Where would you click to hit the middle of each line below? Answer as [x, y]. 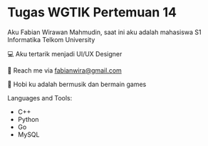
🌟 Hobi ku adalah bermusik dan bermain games [77, 84]
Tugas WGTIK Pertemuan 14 [92, 12]
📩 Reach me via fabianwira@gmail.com [65, 70]
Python [28, 119]
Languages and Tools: [40, 98]
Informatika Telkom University [51, 39]
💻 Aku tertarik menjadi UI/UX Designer [65, 53]
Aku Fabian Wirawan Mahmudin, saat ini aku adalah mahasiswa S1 [104, 32]
